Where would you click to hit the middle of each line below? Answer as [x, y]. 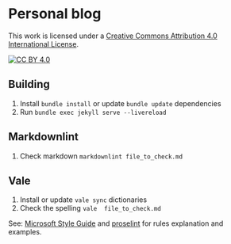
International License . [44, 44]
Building [29, 84]
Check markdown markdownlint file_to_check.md [101, 156]
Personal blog [55, 14]
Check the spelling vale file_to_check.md [90, 208]
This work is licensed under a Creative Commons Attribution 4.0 [113, 36]
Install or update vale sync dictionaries [83, 200]
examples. [25, 232]
